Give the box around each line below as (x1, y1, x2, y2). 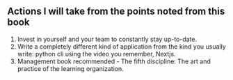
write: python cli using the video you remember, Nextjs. (17, 49, 176, 58)
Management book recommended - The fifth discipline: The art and (17, 57, 211, 65)
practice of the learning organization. (17, 64, 124, 72)
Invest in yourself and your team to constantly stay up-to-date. (17, 35, 198, 43)
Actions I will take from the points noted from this (7, 6, 225, 17)
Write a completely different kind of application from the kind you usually (17, 42, 226, 51)
